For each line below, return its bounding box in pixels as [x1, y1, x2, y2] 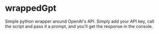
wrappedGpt [5, 3, 57, 14]
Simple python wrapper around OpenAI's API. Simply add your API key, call [5, 18, 155, 24]
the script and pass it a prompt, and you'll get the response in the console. [5, 23, 153, 29]
